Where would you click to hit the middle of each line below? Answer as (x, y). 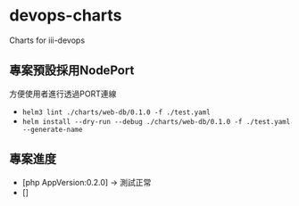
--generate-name (52, 129)
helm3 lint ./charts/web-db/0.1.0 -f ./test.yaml (116, 112)
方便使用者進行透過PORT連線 (63, 94)
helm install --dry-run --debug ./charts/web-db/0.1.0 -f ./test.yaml (156, 121)
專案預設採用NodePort (72, 71)
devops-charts (66, 16)
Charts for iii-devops (47, 40)
